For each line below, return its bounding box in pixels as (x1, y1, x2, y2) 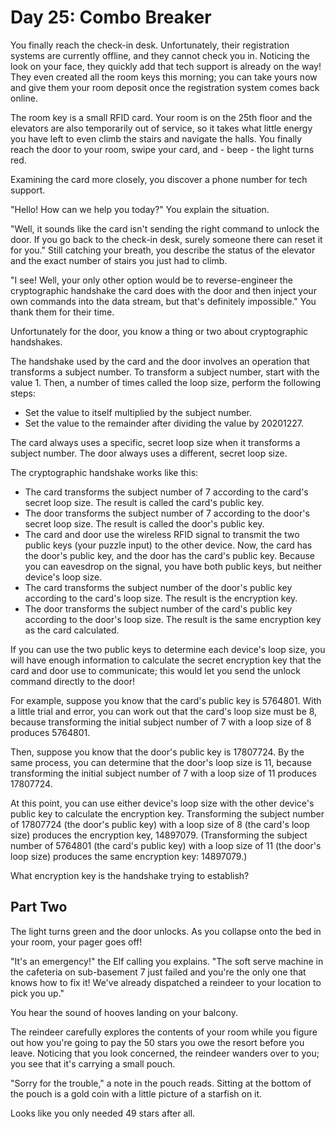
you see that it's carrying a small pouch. (10, 1057, 176, 1070)
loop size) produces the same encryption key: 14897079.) (10, 850, 248, 862)
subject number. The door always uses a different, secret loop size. (10, 447, 288, 459)
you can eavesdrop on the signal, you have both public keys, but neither (24, 560, 322, 572)
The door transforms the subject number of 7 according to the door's (24, 507, 310, 519)
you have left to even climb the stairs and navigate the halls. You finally (10, 132, 303, 145)
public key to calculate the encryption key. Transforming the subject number (10, 807, 325, 820)
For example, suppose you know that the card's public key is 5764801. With (10, 694, 322, 706)
